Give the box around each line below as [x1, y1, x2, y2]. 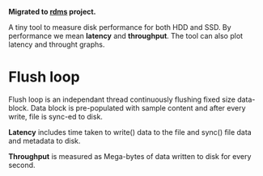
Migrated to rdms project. [8, 7, 96, 16]
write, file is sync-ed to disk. [8, 111, 104, 121]
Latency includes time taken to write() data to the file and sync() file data [8, 127, 252, 136]
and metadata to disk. [8, 136, 81, 145]
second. [8, 160, 36, 170]
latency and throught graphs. [8, 40, 105, 49]
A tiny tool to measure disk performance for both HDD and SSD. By [8, 23, 232, 31]
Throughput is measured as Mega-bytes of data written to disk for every [8, 151, 252, 161]
